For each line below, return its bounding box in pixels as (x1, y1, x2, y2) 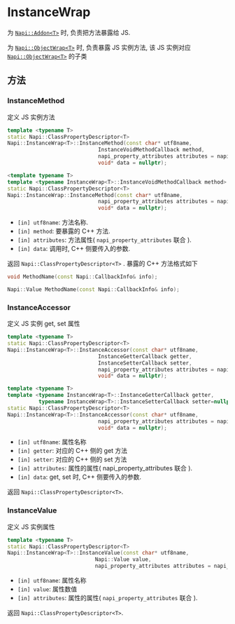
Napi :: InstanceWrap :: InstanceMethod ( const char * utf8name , (7, 191, 183, 198)
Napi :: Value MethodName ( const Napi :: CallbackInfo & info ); (7, 286, 180, 293)
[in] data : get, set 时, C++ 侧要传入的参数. (17, 473, 142, 481)
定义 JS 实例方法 (7, 113, 55, 121)
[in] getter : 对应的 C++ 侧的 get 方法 (17, 447, 128, 455)
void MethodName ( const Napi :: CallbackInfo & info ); (7, 273, 158, 280)
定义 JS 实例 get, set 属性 (7, 320, 80, 328)
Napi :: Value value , (94, 556, 152, 563)
